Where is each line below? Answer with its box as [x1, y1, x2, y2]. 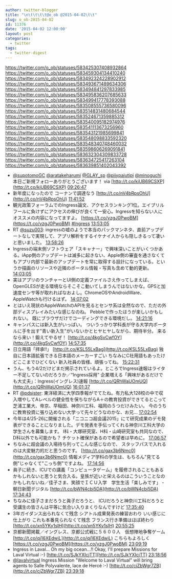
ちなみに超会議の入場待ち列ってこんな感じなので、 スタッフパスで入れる [12, 441, 166, 447]
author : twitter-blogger [5, 7, 58, 13]
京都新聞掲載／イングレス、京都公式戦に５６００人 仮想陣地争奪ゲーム [12, 528, 165, 535]
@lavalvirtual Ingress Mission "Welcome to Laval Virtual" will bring [12, 557, 153, 563]
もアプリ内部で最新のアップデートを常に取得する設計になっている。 [12, 258, 157, 264]
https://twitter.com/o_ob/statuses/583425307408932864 [5, 64, 127, 71]
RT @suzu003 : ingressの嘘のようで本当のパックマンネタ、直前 [12, 226, 146, 233]
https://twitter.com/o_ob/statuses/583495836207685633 [5, 92, 127, 98]
